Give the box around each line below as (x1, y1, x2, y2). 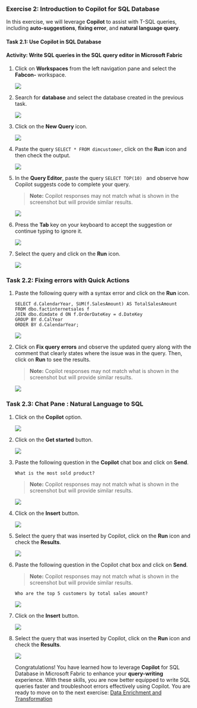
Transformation (14, 695, 53, 702)
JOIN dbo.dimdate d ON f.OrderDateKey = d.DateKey (14, 311, 143, 318)
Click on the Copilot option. (14, 413, 82, 421)
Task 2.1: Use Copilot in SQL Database (6, 38, 102, 45)
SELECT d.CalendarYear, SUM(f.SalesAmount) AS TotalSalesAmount (14, 301, 177, 307)
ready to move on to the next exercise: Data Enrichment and (14, 688, 162, 696)
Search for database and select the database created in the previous (14, 94, 184, 101)
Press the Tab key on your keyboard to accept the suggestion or (14, 222, 173, 229)
